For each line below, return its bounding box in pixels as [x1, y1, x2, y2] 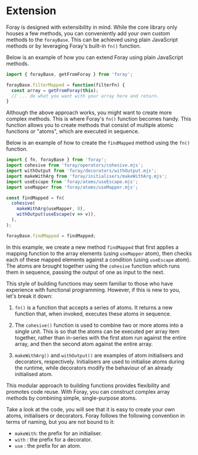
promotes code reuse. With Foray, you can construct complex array [6, 388, 170, 395]
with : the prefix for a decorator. [14, 436, 93, 443]
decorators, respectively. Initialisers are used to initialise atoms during [14, 358, 184, 365]
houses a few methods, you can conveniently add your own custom [6, 29, 170, 36]
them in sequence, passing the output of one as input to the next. [6, 268, 165, 275]
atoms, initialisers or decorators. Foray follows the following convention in [6, 412, 185, 419]
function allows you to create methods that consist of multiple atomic [6, 122, 174, 129]
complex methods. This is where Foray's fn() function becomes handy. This [6, 115, 192, 122]
